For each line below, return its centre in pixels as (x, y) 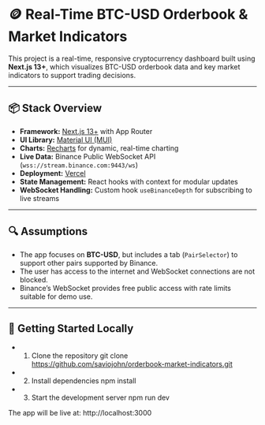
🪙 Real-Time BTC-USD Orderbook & (128, 15)
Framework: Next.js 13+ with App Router (86, 131)
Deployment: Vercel (52, 173)
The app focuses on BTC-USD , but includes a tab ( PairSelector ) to (129, 254)
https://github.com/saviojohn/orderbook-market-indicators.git (132, 364)
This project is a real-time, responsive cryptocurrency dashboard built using (132, 58)
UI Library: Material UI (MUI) (66, 140)
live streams (39, 198)
